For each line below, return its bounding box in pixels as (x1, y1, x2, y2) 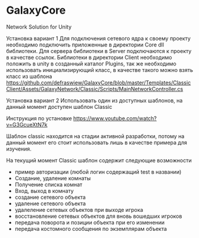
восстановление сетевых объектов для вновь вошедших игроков (14, 212, 182, 220)
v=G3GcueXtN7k (6, 121, 48, 128)
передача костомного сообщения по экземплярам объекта (14, 225, 167, 232)
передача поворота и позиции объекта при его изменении (14, 218, 165, 226)
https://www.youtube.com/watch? (73, 114, 157, 122)
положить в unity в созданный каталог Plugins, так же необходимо (6, 60, 177, 67)
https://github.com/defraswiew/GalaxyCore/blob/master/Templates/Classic (6, 79, 191, 86)
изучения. (6, 145, 32, 152)
